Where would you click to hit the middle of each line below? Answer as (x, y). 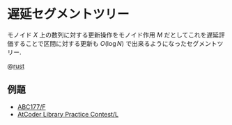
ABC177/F (31, 107)
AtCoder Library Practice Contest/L (68, 114)
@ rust (16, 66)
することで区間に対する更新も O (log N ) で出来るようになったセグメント (115, 43)
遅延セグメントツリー (69, 14)
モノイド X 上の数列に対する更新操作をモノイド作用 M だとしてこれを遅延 (113, 35)
